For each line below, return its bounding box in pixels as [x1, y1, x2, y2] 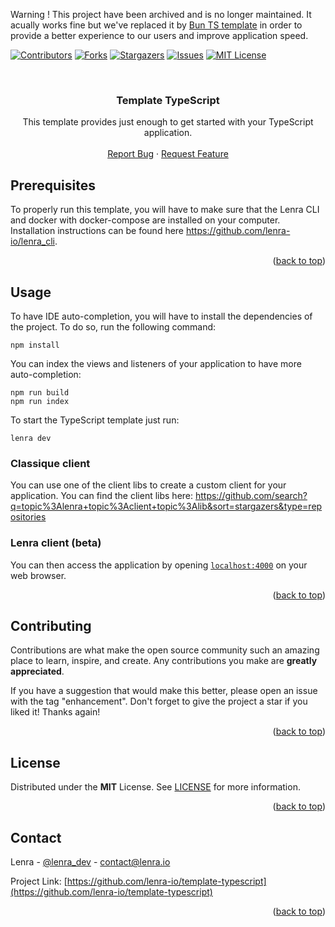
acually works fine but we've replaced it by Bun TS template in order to [10, 19, 303, 31]
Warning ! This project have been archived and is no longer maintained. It [10, 9, 312, 20]
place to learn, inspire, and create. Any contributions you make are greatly [10, 655, 318, 667]
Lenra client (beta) [10, 536, 102, 550]
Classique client [10, 456, 91, 470]
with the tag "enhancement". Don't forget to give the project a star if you [10, 695, 308, 708]
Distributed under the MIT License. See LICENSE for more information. [10, 781, 301, 793]
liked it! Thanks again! [10, 706, 101, 718]
